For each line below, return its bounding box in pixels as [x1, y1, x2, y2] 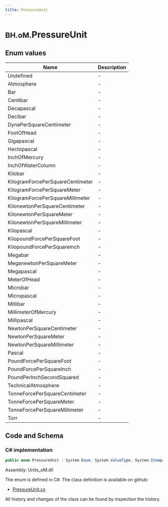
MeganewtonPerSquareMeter [7, 259, 77, 266]
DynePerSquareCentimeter [7, 121, 71, 128]
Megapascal [7, 268, 37, 275]
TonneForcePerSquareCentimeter [7, 390, 86, 397]
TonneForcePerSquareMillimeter [7, 406, 84, 413]
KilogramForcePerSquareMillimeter [7, 194, 90, 201]
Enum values [5, 49, 46, 58]
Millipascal [7, 316, 33, 323]
